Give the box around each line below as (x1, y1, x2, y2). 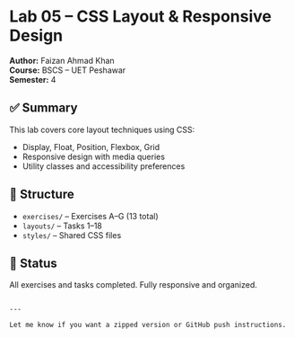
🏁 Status (9, 255, 58, 271)
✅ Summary (9, 101, 78, 116)
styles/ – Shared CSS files (22, 229, 122, 240)
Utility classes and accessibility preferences (22, 160, 186, 172)
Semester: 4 (9, 74, 56, 84)
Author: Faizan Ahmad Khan (9, 55, 115, 66)
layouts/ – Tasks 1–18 (22, 220, 103, 231)
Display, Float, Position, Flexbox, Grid (22, 141, 160, 152)
